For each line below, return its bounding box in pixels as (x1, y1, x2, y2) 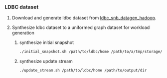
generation (11, 30, 34, 36)
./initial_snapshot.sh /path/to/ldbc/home (19, 49, 109, 54)
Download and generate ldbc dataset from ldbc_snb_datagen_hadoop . (11, 15, 157, 21)
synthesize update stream (19, 58, 73, 64)
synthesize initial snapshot (19, 39, 74, 45)
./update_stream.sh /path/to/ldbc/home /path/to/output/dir (19, 68, 147, 73)
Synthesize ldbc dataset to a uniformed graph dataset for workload (11, 24, 150, 30)
